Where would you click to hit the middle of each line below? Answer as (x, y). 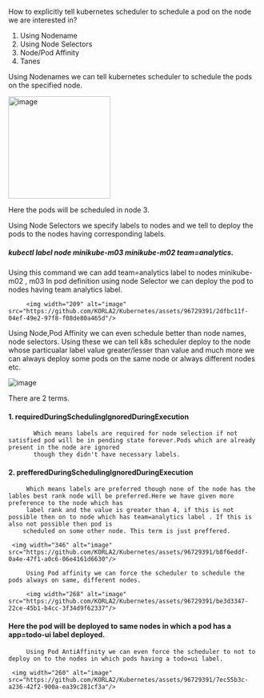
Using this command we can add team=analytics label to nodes (113, 272)
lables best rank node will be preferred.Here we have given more (121, 496)
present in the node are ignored (64, 448)
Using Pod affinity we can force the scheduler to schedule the (136, 573)
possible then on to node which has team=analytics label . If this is (130, 517)
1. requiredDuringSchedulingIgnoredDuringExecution (99, 417)
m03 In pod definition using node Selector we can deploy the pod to (141, 280)
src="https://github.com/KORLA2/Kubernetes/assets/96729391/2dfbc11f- (128, 311)
